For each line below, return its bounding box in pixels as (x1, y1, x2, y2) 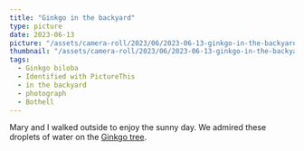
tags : (9, 55, 30, 64)
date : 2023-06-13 (9, 30, 75, 39)
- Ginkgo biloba (17, 64, 79, 73)
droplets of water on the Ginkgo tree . (9, 132, 147, 143)
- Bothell (17, 97, 54, 107)
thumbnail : (9, 47, 51, 56)
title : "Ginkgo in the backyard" (9, 13, 136, 23)
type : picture (9, 22, 63, 31)
